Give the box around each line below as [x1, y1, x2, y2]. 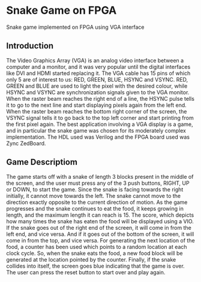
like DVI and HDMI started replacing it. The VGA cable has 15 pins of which [6, 70, 191, 77]
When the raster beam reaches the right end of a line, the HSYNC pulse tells [6, 95, 195, 102]
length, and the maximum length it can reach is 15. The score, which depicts [6, 211, 194, 218]
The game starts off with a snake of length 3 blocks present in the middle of [6, 173, 194, 180]
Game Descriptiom [6, 157, 78, 167]
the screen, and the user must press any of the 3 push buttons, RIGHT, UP [6, 179, 190, 187]
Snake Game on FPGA [6, 4, 117, 17]
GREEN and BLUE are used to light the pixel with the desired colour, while [6, 82, 188, 89]
